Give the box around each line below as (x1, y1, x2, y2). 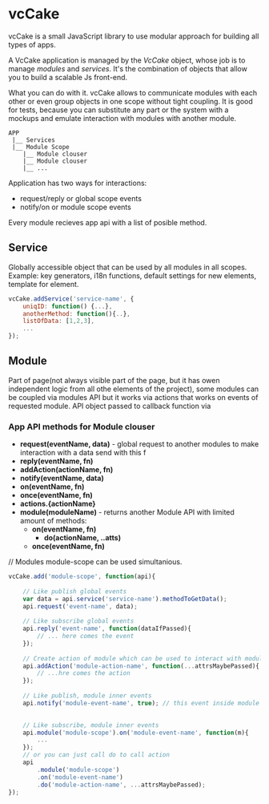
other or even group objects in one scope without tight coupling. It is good (8, 96, 254, 106)
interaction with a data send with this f (19, 448, 147, 458)
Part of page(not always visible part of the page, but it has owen (8, 375, 220, 385)
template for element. (8, 279, 79, 289)
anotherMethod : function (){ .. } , (22, 309, 130, 317)
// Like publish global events (22, 587, 127, 596)
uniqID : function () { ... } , (22, 302, 113, 310)
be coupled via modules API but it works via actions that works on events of (8, 392, 259, 402)
